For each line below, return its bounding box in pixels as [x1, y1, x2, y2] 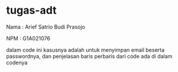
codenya [6, 59, 28, 66]
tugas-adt [6, 4, 57, 17]
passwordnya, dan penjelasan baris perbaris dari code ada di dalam [6, 52, 173, 60]
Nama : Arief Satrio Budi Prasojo [6, 23, 85, 30]
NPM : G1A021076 [6, 35, 51, 42]
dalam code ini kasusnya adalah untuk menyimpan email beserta [6, 46, 165, 54]
